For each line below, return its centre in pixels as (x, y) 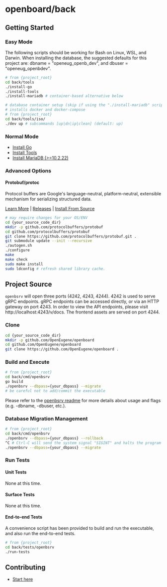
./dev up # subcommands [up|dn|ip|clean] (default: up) (64, 124)
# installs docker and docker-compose (45, 110)
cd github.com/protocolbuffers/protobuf (48, 232)
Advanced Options (28, 170)
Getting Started (30, 28)
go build (14, 382)
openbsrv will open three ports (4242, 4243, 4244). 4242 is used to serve (80, 296)
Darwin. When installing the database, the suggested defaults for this (76, 58)
